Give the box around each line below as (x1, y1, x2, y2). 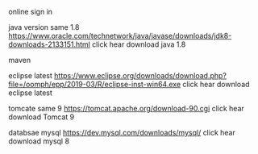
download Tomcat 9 (8, 112, 75, 122)
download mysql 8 (8, 136, 70, 146)
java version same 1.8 (8, 23, 80, 31)
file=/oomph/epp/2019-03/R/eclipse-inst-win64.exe (8, 80, 181, 89)
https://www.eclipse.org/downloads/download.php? (53, 71, 227, 80)
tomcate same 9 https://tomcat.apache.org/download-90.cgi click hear (8, 104, 244, 113)
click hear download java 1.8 (91, 40, 186, 49)
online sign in (8, 7, 53, 16)
